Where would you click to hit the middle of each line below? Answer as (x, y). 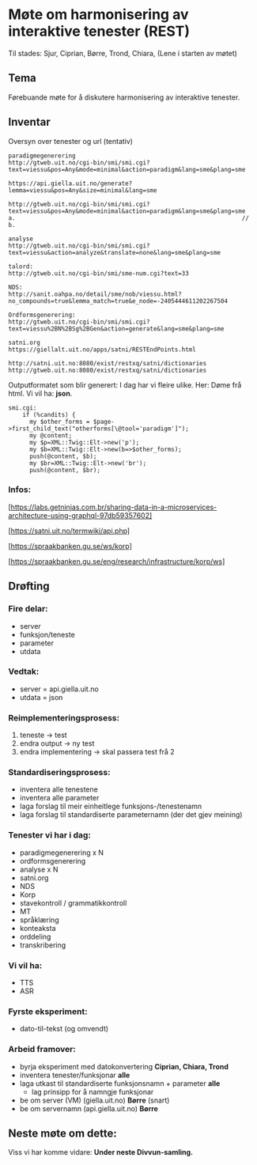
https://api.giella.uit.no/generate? (70, 183)
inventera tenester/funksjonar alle (75, 1075)
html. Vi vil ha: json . (40, 393)
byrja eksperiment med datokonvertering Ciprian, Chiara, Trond (124, 1066)
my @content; (51, 435)
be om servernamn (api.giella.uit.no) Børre (89, 1108)
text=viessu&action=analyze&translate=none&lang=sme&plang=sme (115, 252)
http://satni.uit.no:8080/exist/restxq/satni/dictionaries (108, 363)
